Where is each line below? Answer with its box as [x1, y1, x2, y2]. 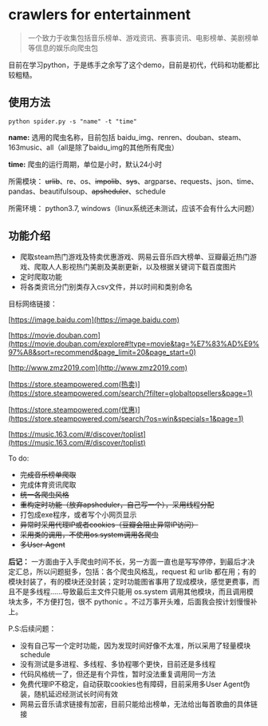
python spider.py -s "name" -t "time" [8, 118, 137, 126]
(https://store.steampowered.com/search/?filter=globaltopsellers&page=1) [8, 388, 253, 397]
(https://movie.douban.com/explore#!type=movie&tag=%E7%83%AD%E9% [8, 338, 260, 349]
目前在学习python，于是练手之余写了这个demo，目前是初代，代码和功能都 [8, 60, 253, 70]
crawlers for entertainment [8, 6, 191, 24]
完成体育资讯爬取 [19, 480, 77, 489]
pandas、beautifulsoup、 [8, 186, 93, 196]
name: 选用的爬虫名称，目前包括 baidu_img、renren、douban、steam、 [8, 132, 246, 142]
